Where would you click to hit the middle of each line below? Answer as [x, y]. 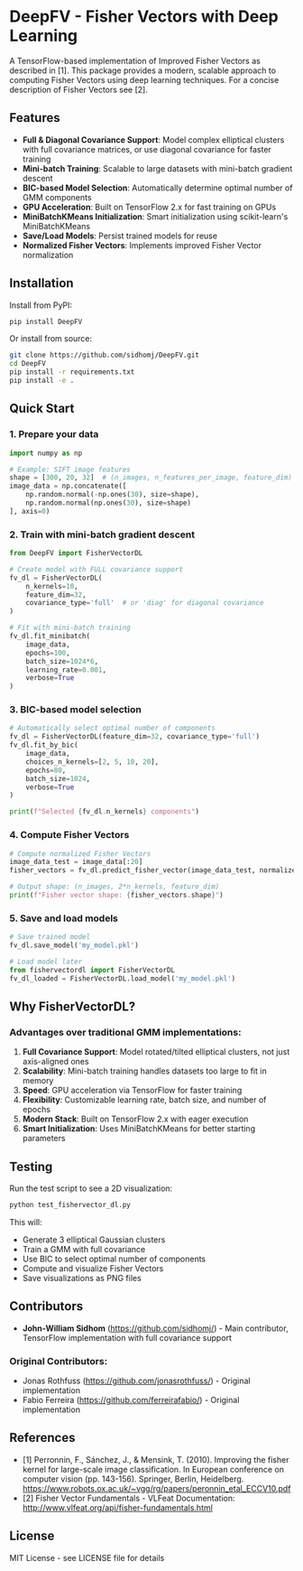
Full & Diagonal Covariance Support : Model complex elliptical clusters [153, 139]
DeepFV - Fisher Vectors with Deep [144, 17]
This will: [26, 1222]
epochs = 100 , [48, 653]
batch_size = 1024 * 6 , [62, 661]
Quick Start [42, 409]
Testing [31, 1167]
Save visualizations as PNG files [82, 1278]
